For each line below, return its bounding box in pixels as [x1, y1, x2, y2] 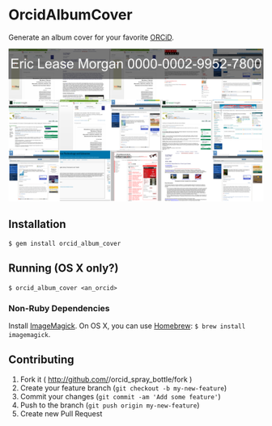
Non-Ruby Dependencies [8, 302, 111, 314]
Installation [8, 217, 66, 231]
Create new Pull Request [19, 408, 103, 418]
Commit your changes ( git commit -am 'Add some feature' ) [19, 391, 221, 401]
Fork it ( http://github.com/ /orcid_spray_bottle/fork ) [19, 374, 193, 384]
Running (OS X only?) [8, 261, 119, 276]
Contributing [8, 353, 74, 367]
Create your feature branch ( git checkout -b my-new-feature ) [19, 382, 227, 393]
